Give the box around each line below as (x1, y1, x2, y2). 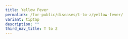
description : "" (5, 21, 39, 27)
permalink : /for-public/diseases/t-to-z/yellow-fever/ (5, 12, 123, 17)
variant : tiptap (5, 17, 39, 22)
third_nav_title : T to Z (5, 26, 58, 31)
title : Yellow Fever (5, 7, 49, 13)
